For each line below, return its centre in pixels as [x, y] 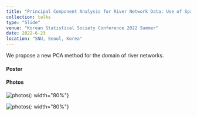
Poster [14, 69]
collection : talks [28, 17]
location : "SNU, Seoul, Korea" [44, 39]
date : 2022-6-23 [26, 33]
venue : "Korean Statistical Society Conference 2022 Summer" [82, 28]
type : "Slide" [23, 22]
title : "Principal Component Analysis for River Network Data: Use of [94, 11]
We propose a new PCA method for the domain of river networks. [85, 55]
